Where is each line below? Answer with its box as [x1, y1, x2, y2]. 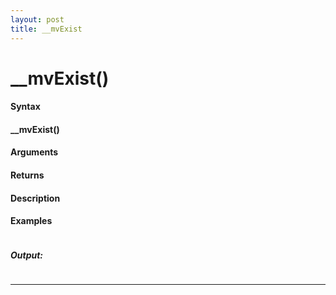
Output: [10, 249, 44, 261]
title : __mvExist [10, 24, 83, 34]
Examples [10, 215, 53, 227]
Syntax [10, 101, 41, 113]
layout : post [10, 14, 65, 25]
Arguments [10, 146, 59, 158]
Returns [10, 169, 45, 181]
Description [10, 192, 61, 204]
